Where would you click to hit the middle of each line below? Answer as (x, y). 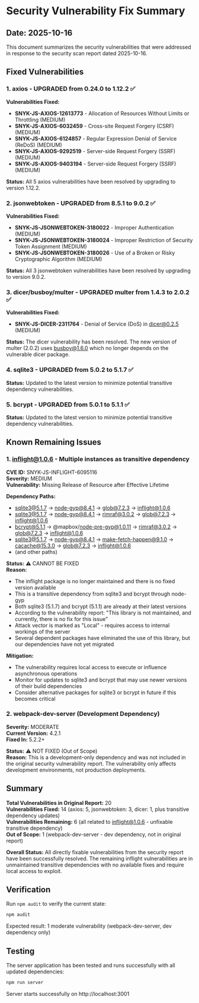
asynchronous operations (46, 673)
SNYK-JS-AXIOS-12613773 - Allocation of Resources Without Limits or (102, 113)
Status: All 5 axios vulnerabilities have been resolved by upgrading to (91, 182)
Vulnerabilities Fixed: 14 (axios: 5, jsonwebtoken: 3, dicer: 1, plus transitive (98, 809)
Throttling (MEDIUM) (40, 119)
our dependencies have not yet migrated (64, 644)
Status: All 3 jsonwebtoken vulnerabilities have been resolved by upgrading (98, 270)
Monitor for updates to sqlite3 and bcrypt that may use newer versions (101, 680)
